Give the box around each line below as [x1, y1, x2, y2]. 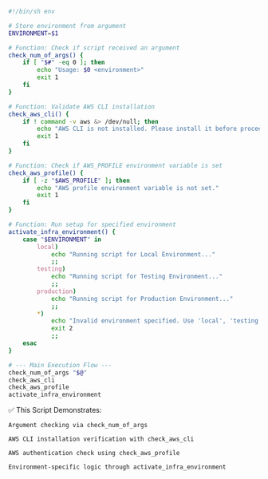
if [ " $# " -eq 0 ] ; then [22, 58, 105, 67]
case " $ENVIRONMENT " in [22, 236, 102, 243]
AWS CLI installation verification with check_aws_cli [8, 435, 195, 443]
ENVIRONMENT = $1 [8, 29, 59, 38]
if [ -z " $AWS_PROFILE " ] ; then [22, 176, 130, 184]
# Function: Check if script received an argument [8, 44, 180, 52]
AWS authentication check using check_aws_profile [8, 449, 180, 457]
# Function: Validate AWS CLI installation [8, 102, 156, 111]
